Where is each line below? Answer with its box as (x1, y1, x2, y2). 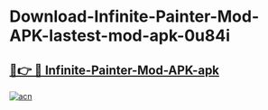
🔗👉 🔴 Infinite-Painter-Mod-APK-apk (9, 62, 219, 78)
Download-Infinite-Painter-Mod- (9, 6, 260, 27)
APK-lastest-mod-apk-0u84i (9, 25, 231, 46)
